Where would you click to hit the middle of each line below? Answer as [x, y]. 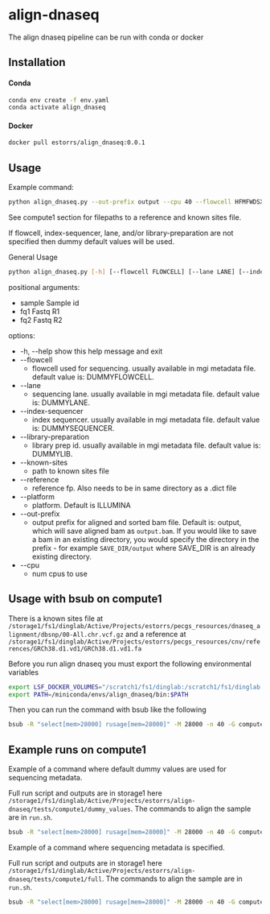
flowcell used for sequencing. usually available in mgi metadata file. [144, 368]
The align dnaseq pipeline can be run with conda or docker [106, 37]
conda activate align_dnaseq [57, 108]
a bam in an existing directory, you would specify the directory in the [145, 539]
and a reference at [156, 634]
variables [23, 672]
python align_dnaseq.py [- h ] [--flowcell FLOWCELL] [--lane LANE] [122, 272]
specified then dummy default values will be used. [92, 242]
